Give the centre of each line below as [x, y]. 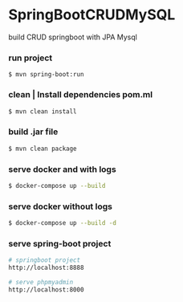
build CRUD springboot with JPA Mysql [73, 37]
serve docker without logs [60, 206]
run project [31, 58]
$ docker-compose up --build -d [62, 223]
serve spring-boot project [60, 243]
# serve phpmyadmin [41, 282]
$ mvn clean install [43, 111]
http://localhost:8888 [46, 268]
